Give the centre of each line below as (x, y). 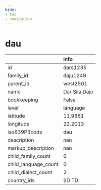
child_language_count (33, 164)
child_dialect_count (30, 173)
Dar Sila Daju (78, 92)
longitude (19, 124)
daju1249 (75, 76)
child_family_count (29, 156)
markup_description (31, 148)
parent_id (19, 84)
